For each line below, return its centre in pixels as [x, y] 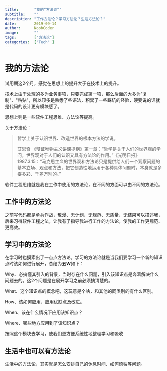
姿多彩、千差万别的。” [39, 174]
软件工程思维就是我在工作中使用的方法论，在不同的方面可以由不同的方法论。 [84, 184]
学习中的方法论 [28, 244]
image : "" [22, 33]
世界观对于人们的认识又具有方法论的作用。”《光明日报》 [83, 155]
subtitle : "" [22, 14]
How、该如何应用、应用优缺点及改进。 [45, 302]
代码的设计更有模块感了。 [36, 106]
